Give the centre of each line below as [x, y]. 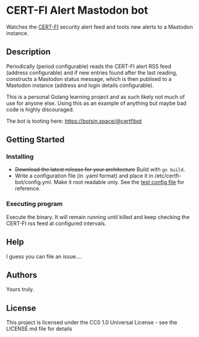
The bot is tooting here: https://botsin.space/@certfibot [74, 121]
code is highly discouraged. [40, 109]
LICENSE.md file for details [39, 329]
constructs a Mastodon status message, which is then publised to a [89, 79]
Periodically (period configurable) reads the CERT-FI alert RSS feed [89, 66]
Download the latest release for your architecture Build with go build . [100, 170]
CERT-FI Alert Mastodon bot [77, 10]
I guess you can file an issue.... [44, 256]
